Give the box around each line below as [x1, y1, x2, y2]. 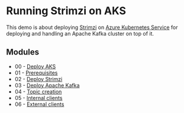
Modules [6, 47, 40, 57]
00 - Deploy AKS [14, 63, 56, 70]
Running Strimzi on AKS [6, 4, 126, 18]
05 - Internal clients [14, 94, 63, 101]
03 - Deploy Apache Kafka [14, 82, 80, 89]
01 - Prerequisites [14, 69, 58, 76]
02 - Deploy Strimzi [14, 75, 63, 82]
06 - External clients [14, 101, 64, 108]
